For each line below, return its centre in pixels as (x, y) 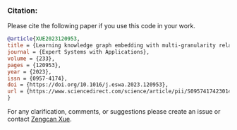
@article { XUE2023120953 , (44, 39)
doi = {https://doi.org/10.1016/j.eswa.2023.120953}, (88, 85)
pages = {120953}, (34, 65)
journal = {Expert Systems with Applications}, (79, 52)
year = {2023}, (30, 72)
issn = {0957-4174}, (38, 78)
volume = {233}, (31, 59)
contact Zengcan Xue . (39, 119)
